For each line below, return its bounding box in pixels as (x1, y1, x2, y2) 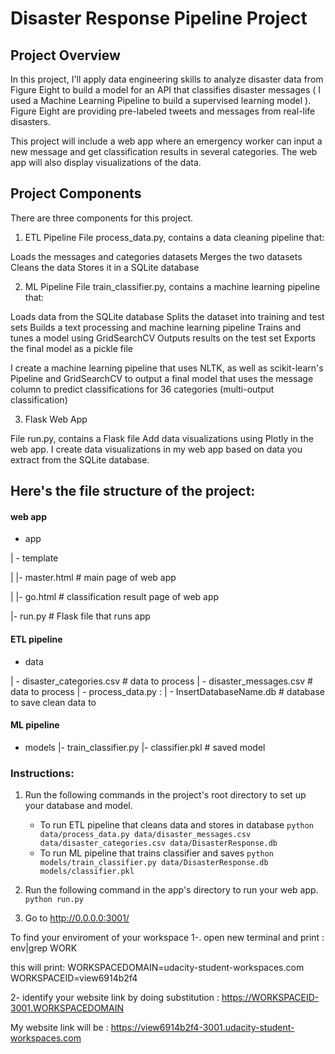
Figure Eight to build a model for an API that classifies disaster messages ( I (10, 84, 322, 96)
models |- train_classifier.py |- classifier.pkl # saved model (24, 741, 266, 753)
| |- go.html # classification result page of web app (10, 591, 220, 603)
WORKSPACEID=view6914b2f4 (10, 972, 138, 984)
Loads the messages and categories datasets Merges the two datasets (10, 250, 303, 262)
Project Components (10, 185, 142, 202)
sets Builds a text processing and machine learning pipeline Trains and (10, 321, 302, 333)
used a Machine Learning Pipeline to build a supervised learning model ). (10, 95, 312, 106)
